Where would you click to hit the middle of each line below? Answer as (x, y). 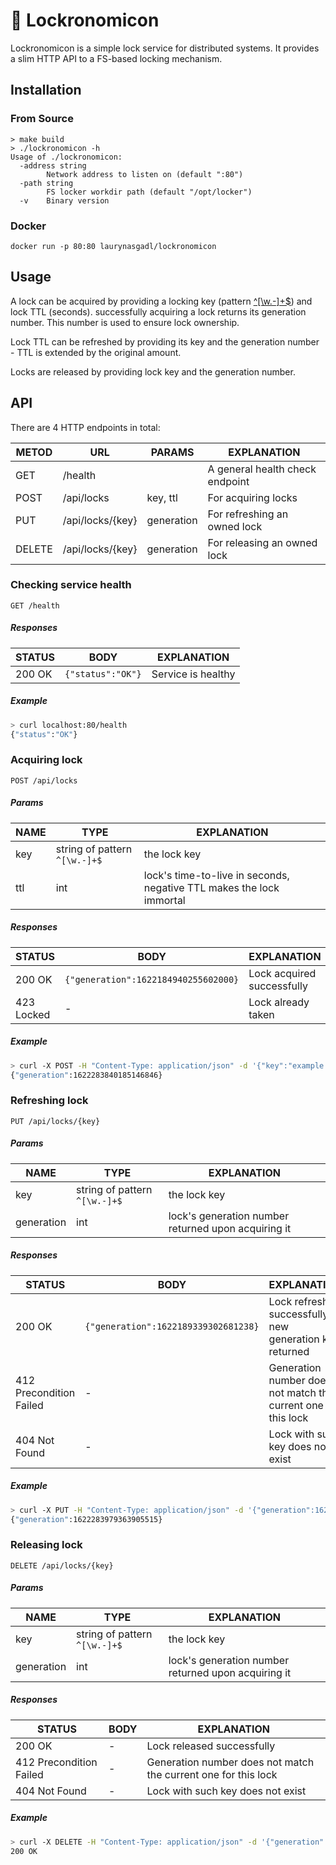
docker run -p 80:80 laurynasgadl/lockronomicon (113, 246)
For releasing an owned (262, 542)
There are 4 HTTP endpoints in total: (85, 427)
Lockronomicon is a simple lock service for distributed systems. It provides (165, 48)
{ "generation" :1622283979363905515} (86, 1519)
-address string (53, 165)
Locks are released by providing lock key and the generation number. (153, 371)
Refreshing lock (49, 1101)
